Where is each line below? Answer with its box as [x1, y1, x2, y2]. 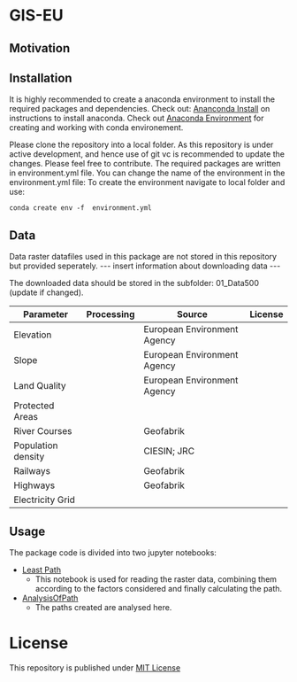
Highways [13, 479, 56, 492]
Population [13, 439, 58, 452]
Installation [9, 70, 72, 85]
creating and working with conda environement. [9, 122, 184, 133]
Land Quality [13, 380, 66, 392]
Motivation [9, 41, 71, 56]
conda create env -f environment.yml [9, 204, 152, 213]
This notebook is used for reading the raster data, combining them [34, 574, 277, 585]
